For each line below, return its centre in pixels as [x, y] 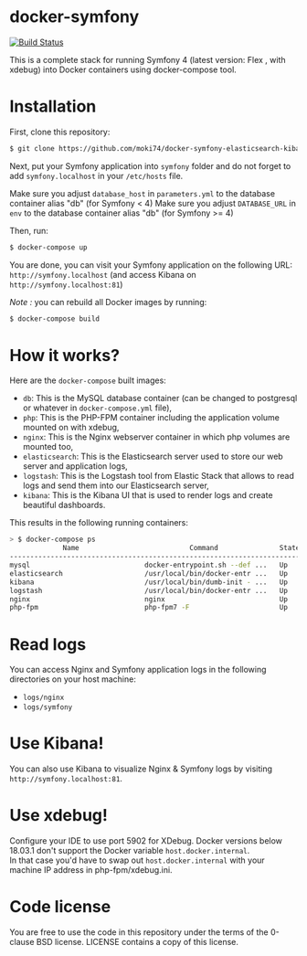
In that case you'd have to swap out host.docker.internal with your [137, 860]
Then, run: [29, 230]
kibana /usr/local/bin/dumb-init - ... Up [148, 582]
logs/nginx [43, 698]
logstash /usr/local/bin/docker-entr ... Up [148, 590]
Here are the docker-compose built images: [88, 380]
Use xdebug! [58, 816]
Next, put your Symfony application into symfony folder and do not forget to [150, 165]
